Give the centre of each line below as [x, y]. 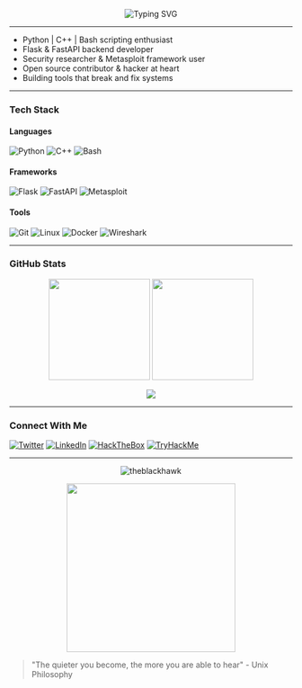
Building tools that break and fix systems [98, 78]
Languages [31, 131]
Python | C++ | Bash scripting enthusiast [98, 40]
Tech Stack [35, 110]
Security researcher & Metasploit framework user [114, 59]
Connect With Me [49, 425]
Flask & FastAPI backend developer [88, 49]
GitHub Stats [38, 264]
